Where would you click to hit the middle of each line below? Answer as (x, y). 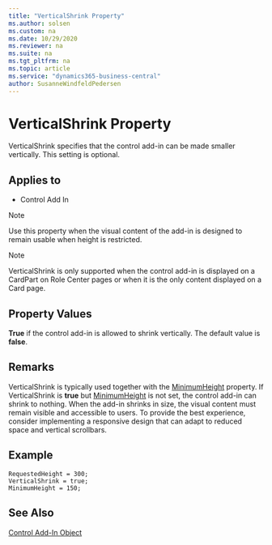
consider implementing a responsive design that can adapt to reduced (125, 421)
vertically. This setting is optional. (64, 155)
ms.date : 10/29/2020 (43, 38)
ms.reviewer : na (36, 46)
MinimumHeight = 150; (45, 488)
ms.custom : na (32, 31)
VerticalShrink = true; (49, 481)
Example (31, 456)
